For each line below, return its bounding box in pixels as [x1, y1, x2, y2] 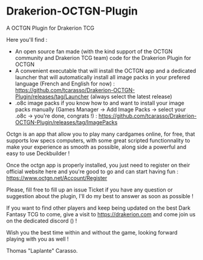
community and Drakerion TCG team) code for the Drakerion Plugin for [14, 54, 192, 61]
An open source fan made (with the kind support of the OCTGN [14, 47, 173, 55]
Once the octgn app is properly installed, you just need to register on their [6, 161, 190, 168]
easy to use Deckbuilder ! [6, 150, 70, 157]
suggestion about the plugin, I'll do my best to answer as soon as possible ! [6, 192, 193, 199]
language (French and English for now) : [14, 80, 115, 87]
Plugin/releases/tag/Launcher [14, 93, 89, 100]
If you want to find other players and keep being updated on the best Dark [6, 204, 191, 212]
